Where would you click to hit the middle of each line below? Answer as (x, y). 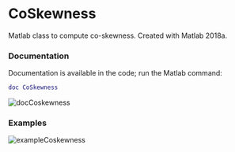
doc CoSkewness (33, 87)
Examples (28, 123)
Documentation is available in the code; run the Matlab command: (116, 73)
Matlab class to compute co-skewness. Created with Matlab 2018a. (118, 35)
